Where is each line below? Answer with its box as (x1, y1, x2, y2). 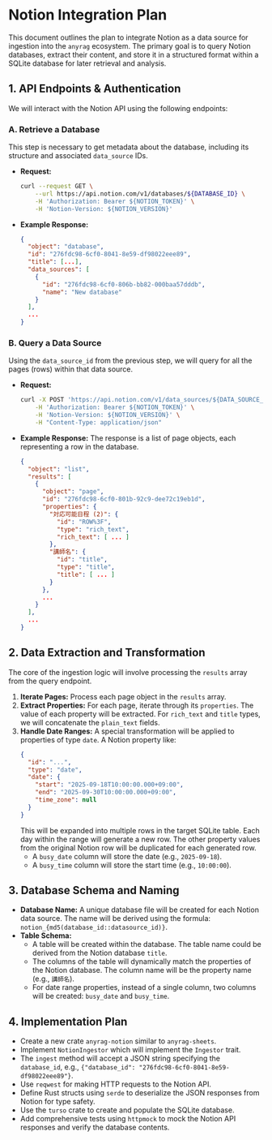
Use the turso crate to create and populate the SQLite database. (19, 1105, 235, 1115)
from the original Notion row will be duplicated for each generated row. (19, 842, 257, 853)
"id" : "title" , (56, 556, 108, 564)
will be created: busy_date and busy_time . (32, 992, 170, 1001)
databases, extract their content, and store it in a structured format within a (8, 49, 259, 59)
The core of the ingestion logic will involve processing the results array (8, 667, 248, 677)
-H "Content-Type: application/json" (35, 418, 163, 427)
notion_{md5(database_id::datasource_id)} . (19, 923, 168, 932)
